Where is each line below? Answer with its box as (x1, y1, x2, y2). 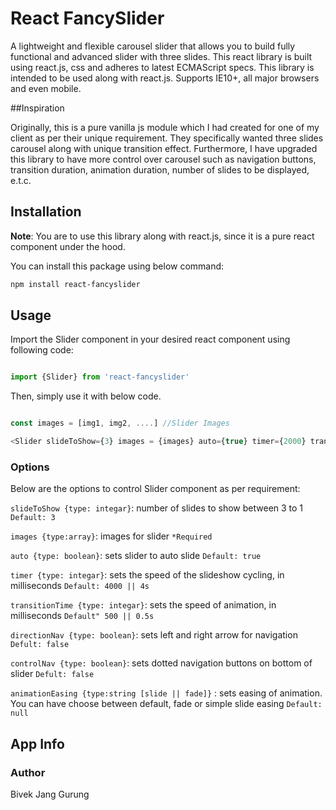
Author (10, 765, 46, 779)
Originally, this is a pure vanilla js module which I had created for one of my (10, 121, 320, 133)
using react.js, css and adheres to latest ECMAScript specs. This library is (10, 61, 315, 73)
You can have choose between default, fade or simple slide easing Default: (10, 698, 323, 710)
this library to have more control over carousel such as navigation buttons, (10, 153, 317, 165)
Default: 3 (10, 513, 56, 523)
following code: (10, 344, 74, 356)
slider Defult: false (10, 668, 95, 680)
